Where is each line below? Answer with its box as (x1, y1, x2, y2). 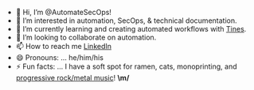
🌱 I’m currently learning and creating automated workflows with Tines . (15, 24, 247, 33)
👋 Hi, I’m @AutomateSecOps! (15, 8, 111, 17)
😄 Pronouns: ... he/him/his (15, 53, 104, 62)
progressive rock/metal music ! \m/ (15, 73, 130, 82)
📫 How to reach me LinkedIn (15, 42, 112, 51)
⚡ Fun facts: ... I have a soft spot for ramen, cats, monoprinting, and (15, 62, 237, 71)
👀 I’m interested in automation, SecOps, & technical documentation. (15, 16, 237, 25)
